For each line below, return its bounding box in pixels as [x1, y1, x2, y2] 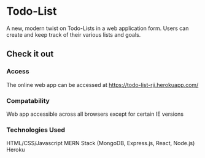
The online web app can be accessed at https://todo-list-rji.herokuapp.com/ [6, 81, 199, 88]
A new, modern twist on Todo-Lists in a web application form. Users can [6, 24, 189, 32]
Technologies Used [6, 126, 66, 134]
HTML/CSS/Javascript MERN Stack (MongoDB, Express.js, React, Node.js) [6, 140, 195, 147]
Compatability [6, 96, 50, 105]
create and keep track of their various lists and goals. [6, 31, 141, 38]
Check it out [6, 49, 54, 59]
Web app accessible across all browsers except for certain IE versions [6, 110, 184, 118]
